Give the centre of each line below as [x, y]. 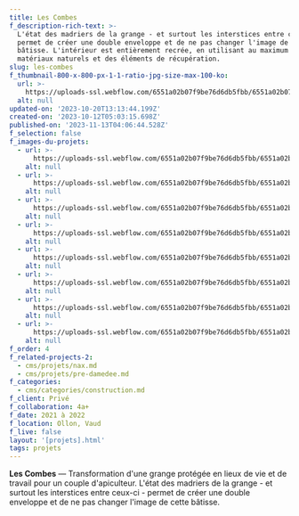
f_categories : [36, 382]
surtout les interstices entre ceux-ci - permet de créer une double [130, 493]
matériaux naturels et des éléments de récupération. [119, 59]
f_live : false [36, 432]
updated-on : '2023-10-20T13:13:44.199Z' [85, 109]
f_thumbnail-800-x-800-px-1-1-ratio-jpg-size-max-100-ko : [119, 76]
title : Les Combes [43, 17]
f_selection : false [45, 134]
